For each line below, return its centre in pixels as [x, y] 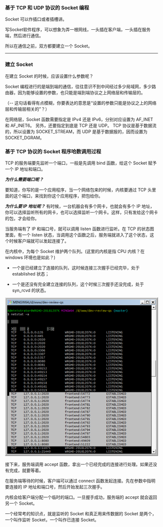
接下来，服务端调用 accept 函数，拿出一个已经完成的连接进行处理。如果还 [79, 464]
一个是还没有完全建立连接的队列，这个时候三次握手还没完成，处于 [78, 284]
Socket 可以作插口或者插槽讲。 [36, 19]
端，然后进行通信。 [24, 36]
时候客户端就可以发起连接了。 [39, 241]
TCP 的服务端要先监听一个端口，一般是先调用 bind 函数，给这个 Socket [76, 163]
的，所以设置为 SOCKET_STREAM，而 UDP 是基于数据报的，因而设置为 [76, 131]
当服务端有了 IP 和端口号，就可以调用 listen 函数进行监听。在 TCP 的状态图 [80, 229]
